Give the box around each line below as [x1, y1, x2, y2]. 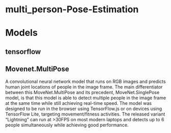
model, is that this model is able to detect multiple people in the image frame [5, 95, 166, 101]
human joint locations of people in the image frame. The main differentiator [5, 83, 163, 90]
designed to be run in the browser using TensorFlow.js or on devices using [5, 105, 162, 112]
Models [5, 27, 38, 39]
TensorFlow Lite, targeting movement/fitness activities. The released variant [5, 111, 165, 117]
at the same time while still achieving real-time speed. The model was [5, 100, 152, 106]
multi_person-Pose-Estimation [5, 4, 139, 15]
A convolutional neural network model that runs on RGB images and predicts [5, 78, 166, 84]
